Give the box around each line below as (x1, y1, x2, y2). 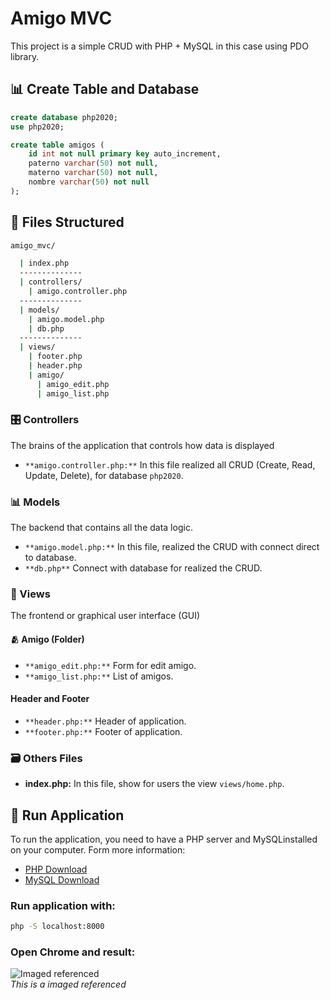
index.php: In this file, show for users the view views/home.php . (24, 778, 285, 790)
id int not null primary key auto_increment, (28, 149, 222, 159)
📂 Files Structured (10, 214, 125, 231)
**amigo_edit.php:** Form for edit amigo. (24, 659, 197, 671)
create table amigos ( (10, 140, 105, 150)
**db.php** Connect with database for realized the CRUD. (24, 562, 263, 574)
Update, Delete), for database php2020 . (24, 469, 184, 481)
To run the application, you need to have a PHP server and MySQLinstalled (10, 833, 318, 845)
